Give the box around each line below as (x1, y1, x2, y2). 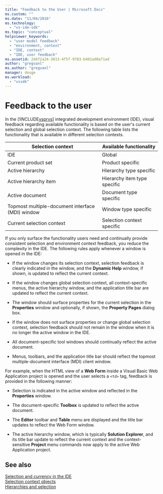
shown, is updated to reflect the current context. (12, 270, 109, 276)
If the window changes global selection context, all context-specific (12, 280, 147, 286)
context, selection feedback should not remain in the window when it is (12, 324, 154, 330)
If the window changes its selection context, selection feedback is (12, 260, 144, 266)
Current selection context (7, 220, 65, 226)
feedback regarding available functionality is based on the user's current (5, 121, 150, 127)
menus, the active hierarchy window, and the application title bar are (12, 285, 149, 291)
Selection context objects (5, 478, 56, 485)
